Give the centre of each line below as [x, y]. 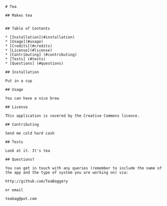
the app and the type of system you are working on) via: [67, 173]
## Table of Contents [28, 28]
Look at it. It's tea [28, 151]
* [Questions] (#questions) [34, 63]
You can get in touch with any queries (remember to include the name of [84, 168]
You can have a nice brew [32, 98]
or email [14, 190]
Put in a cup [19, 81]
